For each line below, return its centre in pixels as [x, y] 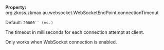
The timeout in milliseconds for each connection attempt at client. [75, 32]
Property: [16, 7]
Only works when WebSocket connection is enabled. [61, 42]
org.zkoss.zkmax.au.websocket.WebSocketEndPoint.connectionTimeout [82, 13]
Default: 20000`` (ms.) [29, 22]
